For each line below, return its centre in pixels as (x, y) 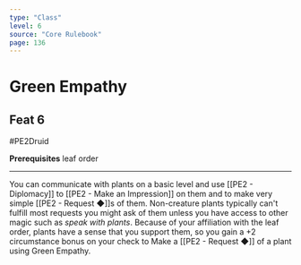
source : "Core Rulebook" (56, 34)
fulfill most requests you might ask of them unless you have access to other (149, 213)
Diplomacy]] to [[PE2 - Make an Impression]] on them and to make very (141, 194)
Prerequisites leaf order (54, 158)
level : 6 (26, 26)
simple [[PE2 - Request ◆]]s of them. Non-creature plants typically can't (144, 203)
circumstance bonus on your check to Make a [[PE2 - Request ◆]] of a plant (150, 242)
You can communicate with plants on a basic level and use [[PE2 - (131, 184)
